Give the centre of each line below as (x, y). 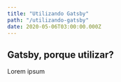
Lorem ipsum (26, 72)
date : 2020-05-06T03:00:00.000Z (54, 26)
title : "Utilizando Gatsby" (48, 14)
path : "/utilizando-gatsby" (48, 20)
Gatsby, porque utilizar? (60, 55)
